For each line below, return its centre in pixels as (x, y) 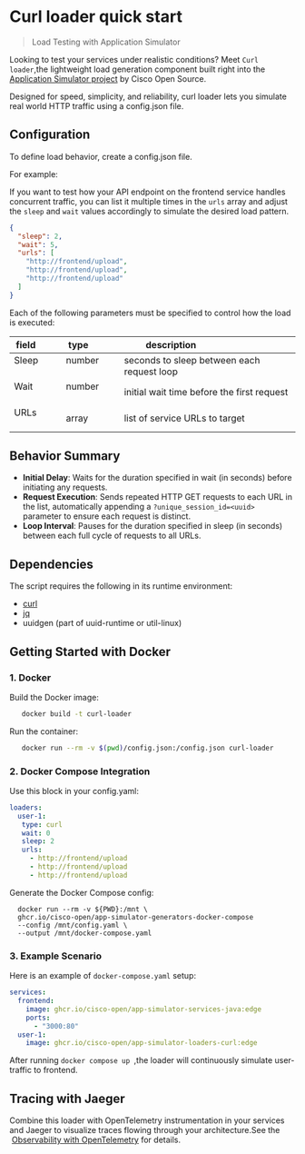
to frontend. (55, 1070)
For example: (34, 174)
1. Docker (30, 677)
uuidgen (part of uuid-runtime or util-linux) (102, 623)
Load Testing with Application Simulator (106, 42)
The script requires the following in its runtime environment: (121, 586)
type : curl (42, 824)
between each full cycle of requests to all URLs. (112, 536)
